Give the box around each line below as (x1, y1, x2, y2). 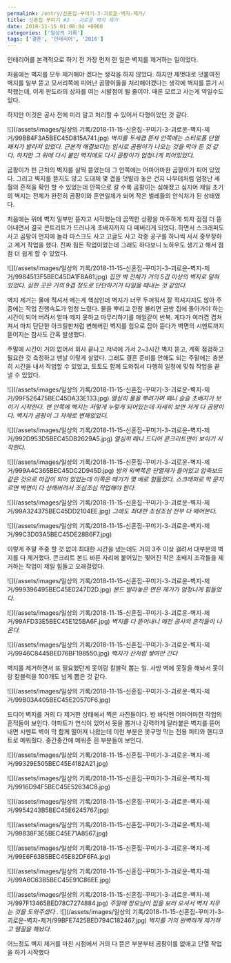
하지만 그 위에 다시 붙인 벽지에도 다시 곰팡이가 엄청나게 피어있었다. (16, 151, 194, 159)
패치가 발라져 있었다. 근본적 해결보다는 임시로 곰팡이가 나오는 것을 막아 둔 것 (7, 143, 212, 151)
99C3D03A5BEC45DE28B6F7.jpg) (14, 530, 112, 538)
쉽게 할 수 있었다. (21, 250, 68, 258)
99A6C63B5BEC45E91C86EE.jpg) (14, 876, 112, 884)
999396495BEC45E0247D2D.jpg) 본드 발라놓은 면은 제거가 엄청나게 (14, 585, 203, 594)
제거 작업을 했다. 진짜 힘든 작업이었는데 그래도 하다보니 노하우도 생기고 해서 (14, 241, 217, 249)
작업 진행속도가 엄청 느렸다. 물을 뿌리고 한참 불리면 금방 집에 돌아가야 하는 (25, 305, 224, 313)
